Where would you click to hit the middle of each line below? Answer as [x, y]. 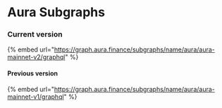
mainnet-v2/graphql [36, 57]
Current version [35, 35]
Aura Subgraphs [56, 12]
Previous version [33, 73]
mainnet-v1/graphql [36, 97]
